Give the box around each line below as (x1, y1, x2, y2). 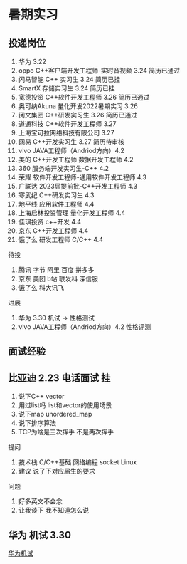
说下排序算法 (18, 419, 56, 427)
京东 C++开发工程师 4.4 (18, 226, 89, 235)
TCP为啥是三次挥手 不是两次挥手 (18, 428, 114, 437)
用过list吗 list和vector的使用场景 (18, 401, 112, 409)
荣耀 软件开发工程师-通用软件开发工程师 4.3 (18, 173, 146, 182)
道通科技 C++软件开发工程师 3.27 (18, 120, 117, 128)
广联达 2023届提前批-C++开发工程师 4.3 (18, 182, 138, 190)
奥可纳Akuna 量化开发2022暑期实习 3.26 (18, 102, 138, 110)
